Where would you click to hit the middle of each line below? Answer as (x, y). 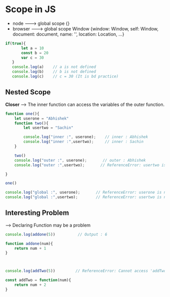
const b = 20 (35, 53)
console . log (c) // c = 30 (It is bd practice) (65, 77)
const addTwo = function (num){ (38, 280)
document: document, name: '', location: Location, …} (68, 34)
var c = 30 (32, 58)
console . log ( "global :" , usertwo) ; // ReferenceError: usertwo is (83, 197)
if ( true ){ (16, 43)
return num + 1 (30, 248)
